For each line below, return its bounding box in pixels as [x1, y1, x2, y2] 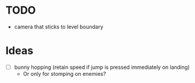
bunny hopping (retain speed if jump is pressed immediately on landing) [14, 63, 190, 71]
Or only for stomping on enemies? [23, 70, 106, 77]
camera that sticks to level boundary [14, 23, 104, 30]
